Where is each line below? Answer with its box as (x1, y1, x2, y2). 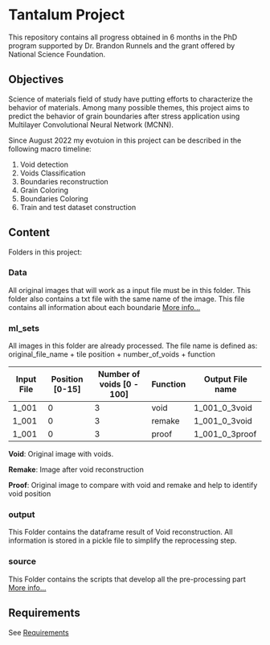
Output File (203, 374, 247, 385)
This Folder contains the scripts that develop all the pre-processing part (8, 574, 247, 584)
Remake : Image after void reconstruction (8, 465, 145, 474)
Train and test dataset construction (19, 202, 137, 212)
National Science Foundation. (8, 49, 106, 59)
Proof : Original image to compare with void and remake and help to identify (8, 481, 258, 490)
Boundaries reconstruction (19, 176, 108, 186)
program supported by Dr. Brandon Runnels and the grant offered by (8, 40, 235, 50)
